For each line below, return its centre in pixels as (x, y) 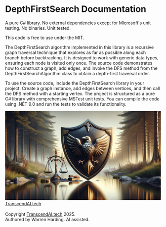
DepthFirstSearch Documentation (76, 9)
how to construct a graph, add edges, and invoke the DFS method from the (82, 68)
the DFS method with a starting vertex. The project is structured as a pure (80, 93)
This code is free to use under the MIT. (45, 38)
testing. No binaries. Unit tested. (38, 28)
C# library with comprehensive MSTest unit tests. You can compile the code (82, 99)
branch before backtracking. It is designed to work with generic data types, (82, 57)
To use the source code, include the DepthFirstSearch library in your (75, 83)
